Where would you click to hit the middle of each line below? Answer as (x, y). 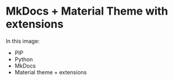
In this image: (23, 41)
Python (24, 59)
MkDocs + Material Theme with (87, 11)
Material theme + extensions (51, 72)
